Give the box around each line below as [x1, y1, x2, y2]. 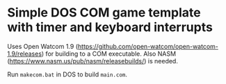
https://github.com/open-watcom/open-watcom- [77, 42, 219, 50]
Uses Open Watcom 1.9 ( [7, 42, 79, 50]
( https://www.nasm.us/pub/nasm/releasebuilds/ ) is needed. [7, 56, 179, 65]
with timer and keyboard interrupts [7, 19, 213, 35]
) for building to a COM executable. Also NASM [41, 50, 176, 58]
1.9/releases [7, 50, 42, 58]
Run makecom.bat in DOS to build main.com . [7, 70, 127, 78]
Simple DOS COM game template [7, 5, 201, 21]
